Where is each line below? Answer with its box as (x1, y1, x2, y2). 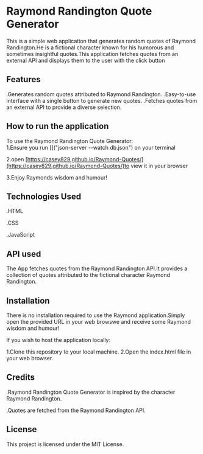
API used (6, 248, 41, 259)
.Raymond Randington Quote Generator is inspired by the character (6, 388, 176, 396)
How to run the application (6, 121, 109, 131)
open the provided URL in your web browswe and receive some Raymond (6, 318, 191, 325)
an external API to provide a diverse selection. (6, 103, 122, 111)
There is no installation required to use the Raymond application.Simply (6, 312, 185, 319)
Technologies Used (6, 191, 81, 201)
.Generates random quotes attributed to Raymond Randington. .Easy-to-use (6, 90, 196, 98)
